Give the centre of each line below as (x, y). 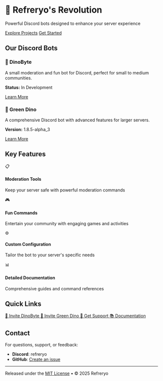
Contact (17, 333)
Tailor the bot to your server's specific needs (50, 255)
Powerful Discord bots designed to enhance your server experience (73, 23)
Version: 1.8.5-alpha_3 (27, 129)
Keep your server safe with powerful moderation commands (65, 190)
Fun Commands (21, 213)
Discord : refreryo (29, 354)
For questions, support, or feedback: (42, 345)
